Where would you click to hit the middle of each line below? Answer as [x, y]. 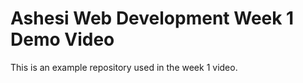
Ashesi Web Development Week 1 [152, 18]
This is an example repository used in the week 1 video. [124, 67]
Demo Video [62, 39]
